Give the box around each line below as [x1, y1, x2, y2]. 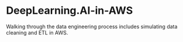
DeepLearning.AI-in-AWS [6, 4, 133, 17]
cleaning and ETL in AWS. [6, 29, 68, 36]
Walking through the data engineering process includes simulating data [6, 23, 178, 30]
